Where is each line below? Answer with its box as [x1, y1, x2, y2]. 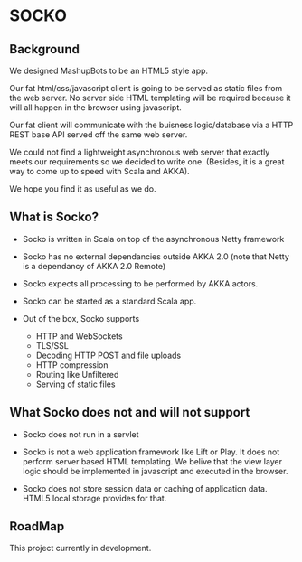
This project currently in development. [9, 543, 152, 554]
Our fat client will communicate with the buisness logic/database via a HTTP [9, 119, 294, 130]
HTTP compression [35, 359, 109, 370]
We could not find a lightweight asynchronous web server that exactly [9, 146, 270, 157]
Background [9, 42, 80, 57]
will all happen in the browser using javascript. [9, 102, 183, 113]
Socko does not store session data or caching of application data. [22, 482, 268, 493]
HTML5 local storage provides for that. [22, 492, 167, 503]
